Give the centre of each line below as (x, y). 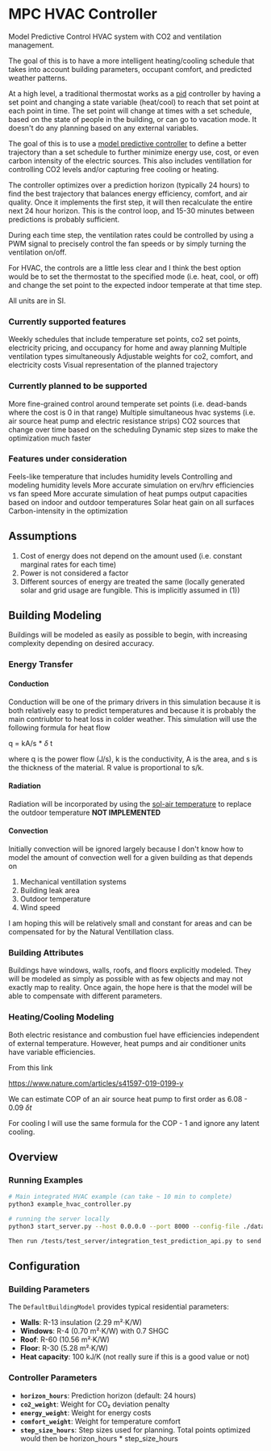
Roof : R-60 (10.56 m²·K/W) (65, 1339)
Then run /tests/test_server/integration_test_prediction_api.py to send (135, 1241)
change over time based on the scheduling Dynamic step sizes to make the (133, 429)
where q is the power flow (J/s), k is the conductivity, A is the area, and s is (133, 759)
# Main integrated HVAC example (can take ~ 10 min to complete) (120, 1197)
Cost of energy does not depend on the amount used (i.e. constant (131, 555)
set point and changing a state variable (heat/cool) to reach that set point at (134, 102)
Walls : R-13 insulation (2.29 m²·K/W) (81, 1322)
